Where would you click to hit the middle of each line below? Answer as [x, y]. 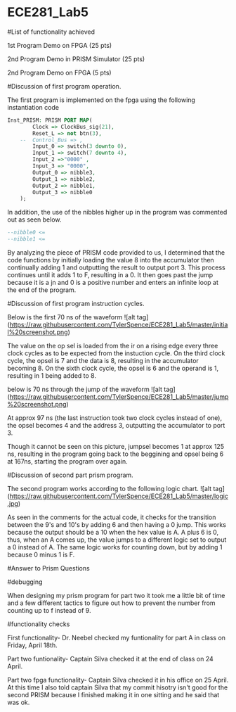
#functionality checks [39, 624]
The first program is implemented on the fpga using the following [101, 100]
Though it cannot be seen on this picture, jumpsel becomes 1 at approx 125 [116, 447]
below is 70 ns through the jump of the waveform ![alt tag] [91, 389]
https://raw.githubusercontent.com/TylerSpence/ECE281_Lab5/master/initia [119, 325]
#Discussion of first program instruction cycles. [76, 304]
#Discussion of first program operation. [64, 86]
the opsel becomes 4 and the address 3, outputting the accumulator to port [116, 426]
